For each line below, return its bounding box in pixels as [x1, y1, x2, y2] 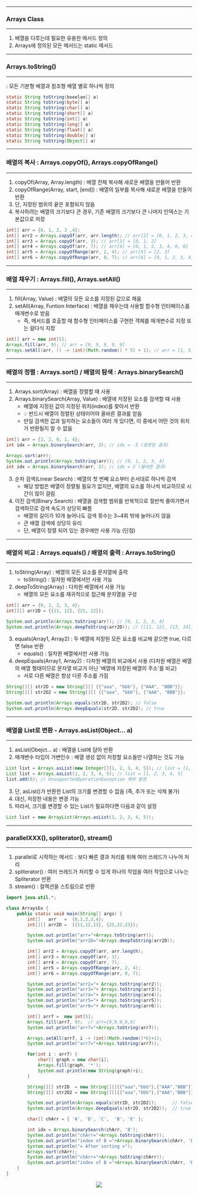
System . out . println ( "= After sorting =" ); [27, 1143, 133, 1149]
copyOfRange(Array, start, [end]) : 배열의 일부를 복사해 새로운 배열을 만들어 [14, 186, 193, 193]
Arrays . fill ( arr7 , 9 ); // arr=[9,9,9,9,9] [27, 1019, 136, 1025]
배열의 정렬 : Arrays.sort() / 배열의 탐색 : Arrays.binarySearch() [6, 368, 184, 376]
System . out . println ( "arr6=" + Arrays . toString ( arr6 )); [27, 1003, 162, 1009]
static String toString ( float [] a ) [6, 127, 94, 133]
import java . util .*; [6, 894, 57, 900]
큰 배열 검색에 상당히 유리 [23, 519, 82, 527]
